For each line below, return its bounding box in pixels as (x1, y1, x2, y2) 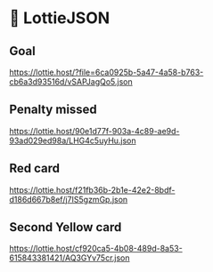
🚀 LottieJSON (9, 8, 111, 28)
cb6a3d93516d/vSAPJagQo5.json (9, 76, 134, 87)
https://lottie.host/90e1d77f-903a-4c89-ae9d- (9, 125, 180, 136)
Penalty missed (9, 102, 98, 117)
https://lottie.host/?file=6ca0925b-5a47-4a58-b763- (9, 67, 204, 77)
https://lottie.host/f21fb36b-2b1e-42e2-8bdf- (9, 184, 176, 195)
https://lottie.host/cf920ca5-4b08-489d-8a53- (9, 244, 183, 254)
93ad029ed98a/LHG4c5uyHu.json (9, 135, 136, 146)
